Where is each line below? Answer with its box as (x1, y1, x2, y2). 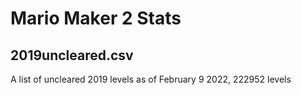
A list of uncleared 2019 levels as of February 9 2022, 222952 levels (10, 73, 292, 85)
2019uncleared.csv (10, 47, 134, 64)
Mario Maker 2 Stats (10, 7, 182, 30)
